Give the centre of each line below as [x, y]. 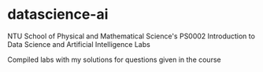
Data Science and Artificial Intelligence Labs [79, 44]
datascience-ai [58, 14]
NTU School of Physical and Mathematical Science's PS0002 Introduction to [131, 36]
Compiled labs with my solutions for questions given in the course [114, 59]
